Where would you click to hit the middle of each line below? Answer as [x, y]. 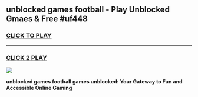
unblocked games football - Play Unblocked [88, 10]
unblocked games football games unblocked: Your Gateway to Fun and [94, 81]
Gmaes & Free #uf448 [47, 19]
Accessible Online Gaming [39, 88]
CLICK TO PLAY [29, 36]
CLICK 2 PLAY [27, 58]
